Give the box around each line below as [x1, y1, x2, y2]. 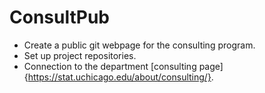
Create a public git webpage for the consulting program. [23, 39, 256, 51]
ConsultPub [9, 6, 110, 29]
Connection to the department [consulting [23, 60, 197, 72]
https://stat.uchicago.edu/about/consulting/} [27, 71, 212, 83]
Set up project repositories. [23, 49, 137, 61]
